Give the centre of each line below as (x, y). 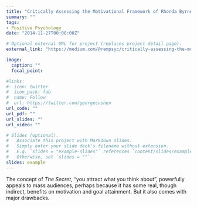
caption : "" (26, 65)
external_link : (25, 49)
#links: (16, 81)
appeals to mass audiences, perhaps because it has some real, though (91, 185)
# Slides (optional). (33, 135)
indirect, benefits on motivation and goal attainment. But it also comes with (96, 191)
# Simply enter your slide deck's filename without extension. (87, 146)
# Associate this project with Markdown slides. (69, 141)
